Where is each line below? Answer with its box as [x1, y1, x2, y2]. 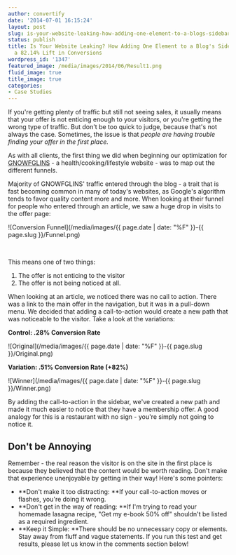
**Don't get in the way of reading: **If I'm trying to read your [18, 502, 197, 511]
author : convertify [8, 10, 65, 18]
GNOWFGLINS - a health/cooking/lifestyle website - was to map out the [8, 159, 216, 167]
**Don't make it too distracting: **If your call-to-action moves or [18, 487, 207, 495]
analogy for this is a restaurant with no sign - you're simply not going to [8, 413, 214, 421]
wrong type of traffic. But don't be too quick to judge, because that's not [8, 123, 218, 131]
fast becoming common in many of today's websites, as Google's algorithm [8, 187, 226, 196]
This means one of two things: [8, 258, 96, 267]
